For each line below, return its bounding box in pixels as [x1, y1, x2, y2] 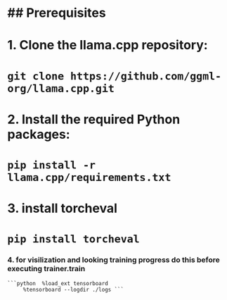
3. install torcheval [7, 201, 118, 216]
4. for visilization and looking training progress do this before [7, 255, 220, 265]
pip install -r [7, 158, 96, 172]
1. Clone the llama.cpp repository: [7, 37, 209, 54]
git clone [7, 69, 65, 82]
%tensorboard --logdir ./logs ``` [22, 286, 124, 293]
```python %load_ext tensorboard [7, 280, 109, 287]
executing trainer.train [7, 264, 86, 274]
